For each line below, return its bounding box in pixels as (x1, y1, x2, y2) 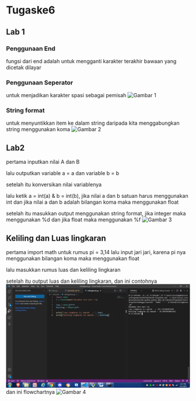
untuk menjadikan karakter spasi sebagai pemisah (6, 92, 127, 99)
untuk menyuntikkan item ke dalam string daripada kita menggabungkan (6, 119, 180, 126)
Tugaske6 (6, 4, 55, 17)
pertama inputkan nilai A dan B (6, 159, 80, 166)
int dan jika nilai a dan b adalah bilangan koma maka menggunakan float (6, 198, 179, 205)
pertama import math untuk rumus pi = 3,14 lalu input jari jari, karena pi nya (6, 249, 186, 256)
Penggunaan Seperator (6, 78, 73, 87)
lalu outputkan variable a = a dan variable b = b (6, 170, 120, 177)
